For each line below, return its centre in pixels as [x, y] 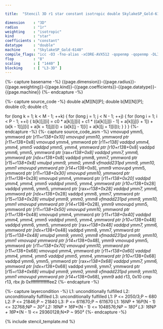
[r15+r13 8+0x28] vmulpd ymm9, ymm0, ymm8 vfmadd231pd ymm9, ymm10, [81, 199]
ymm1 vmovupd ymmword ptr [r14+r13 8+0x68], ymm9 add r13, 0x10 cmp [78, 277]
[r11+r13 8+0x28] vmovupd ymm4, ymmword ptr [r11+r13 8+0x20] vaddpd [78, 178]
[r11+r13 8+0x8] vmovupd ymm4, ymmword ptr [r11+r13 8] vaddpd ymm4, [77, 142]
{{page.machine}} [23, 92]
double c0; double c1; [27, 107]
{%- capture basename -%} [33, 82]
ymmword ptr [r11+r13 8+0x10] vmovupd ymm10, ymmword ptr [67, 137]
